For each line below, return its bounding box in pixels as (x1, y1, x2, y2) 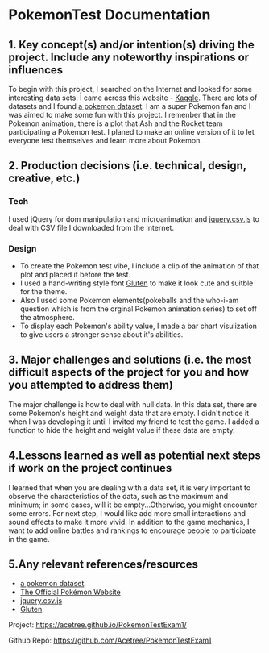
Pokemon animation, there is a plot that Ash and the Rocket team (8, 119, 223, 128)
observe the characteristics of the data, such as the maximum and (8, 491, 229, 501)
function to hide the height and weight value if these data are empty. (8, 425, 235, 435)
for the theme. (19, 286, 68, 296)
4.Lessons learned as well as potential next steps (8, 449, 261, 463)
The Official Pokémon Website (19, 587, 121, 597)
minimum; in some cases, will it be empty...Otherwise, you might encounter (8, 500, 258, 510)
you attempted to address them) (8, 378, 173, 392)
